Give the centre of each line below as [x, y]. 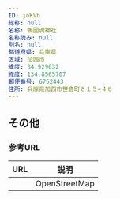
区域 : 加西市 [26, 60]
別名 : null [25, 45]
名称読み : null [31, 38]
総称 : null [25, 23]
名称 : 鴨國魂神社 [32, 30]
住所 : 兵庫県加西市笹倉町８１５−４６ [60, 89]
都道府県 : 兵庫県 [32, 52]
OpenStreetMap [65, 184]
